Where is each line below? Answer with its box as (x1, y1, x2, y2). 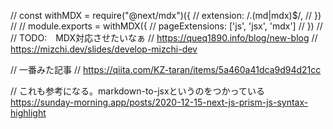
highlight (10, 107, 47, 119)
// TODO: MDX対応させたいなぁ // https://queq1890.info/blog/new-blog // (10, 32, 318, 44)
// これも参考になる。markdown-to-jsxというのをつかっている (10, 85, 265, 97)
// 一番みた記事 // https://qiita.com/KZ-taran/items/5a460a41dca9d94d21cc (10, 64, 322, 75)
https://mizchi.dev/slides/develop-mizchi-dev (10, 43, 198, 55)
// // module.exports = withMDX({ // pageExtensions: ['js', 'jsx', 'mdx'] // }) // (10, 20, 323, 32)
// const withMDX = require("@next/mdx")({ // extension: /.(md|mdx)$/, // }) (10, 10, 322, 21)
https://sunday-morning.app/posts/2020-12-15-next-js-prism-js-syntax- (10, 96, 309, 108)
